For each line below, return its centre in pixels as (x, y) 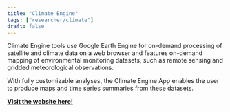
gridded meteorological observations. (60, 68)
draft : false (26, 26)
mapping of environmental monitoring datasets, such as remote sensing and (115, 60)
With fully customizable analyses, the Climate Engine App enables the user (113, 81)
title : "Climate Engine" (43, 13)
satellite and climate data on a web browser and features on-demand (105, 53)
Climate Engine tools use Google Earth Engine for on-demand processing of (115, 46)
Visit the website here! (40, 102)
